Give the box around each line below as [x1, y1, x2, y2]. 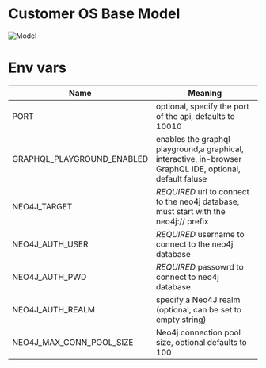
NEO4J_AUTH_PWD [12, 271, 87, 282]
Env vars [8, 59, 67, 77]
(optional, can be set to [155, 304, 242, 315]
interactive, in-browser [155, 153, 242, 164]
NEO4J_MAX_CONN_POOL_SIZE [12, 336, 134, 347]
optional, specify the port [155, 101, 249, 112]
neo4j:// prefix [155, 216, 209, 227]
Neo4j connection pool [155, 327, 241, 338]
